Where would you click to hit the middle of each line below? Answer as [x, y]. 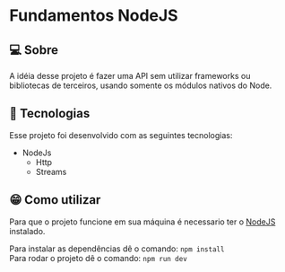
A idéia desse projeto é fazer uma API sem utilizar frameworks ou [130, 76]
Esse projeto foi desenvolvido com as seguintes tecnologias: [121, 135]
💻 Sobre [34, 50]
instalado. [27, 231]
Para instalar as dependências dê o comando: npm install [117, 249]
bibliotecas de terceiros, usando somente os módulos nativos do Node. [141, 85]
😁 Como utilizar [55, 200]
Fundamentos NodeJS [94, 16]
